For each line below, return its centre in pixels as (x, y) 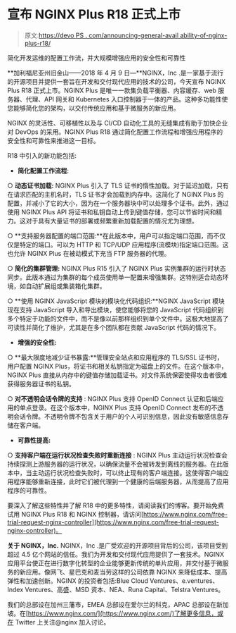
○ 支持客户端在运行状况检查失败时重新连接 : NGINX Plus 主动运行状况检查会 (118, 455)
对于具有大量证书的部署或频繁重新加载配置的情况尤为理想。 (112, 221)
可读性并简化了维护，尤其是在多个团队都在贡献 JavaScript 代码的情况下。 (114, 327)
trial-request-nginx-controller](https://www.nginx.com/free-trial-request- (113, 522)
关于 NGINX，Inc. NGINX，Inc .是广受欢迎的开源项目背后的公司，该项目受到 (118, 545)
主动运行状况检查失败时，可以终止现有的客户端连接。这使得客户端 (127, 472)
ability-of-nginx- (204, 35)
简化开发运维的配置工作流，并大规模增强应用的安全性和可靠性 (97, 58)
